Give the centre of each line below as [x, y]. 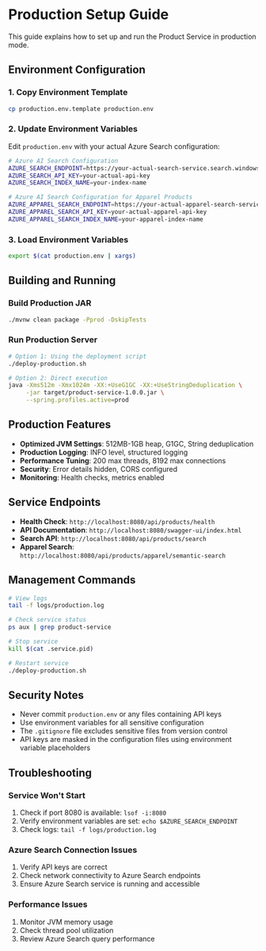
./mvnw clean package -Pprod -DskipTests [78, 320]
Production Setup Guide [89, 15]
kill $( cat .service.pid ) [51, 649]
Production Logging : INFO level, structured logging [104, 452]
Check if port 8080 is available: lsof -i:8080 [93, 812]
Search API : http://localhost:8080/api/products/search [113, 538]
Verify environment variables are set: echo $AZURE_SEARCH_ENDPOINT [129, 821]
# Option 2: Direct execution [58, 378]
